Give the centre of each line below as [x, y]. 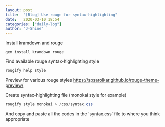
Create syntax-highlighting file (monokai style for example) [66, 95]
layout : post [19, 10]
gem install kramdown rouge [35, 52]
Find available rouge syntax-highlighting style [52, 61]
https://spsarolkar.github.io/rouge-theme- [116, 80]
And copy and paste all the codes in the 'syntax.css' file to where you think [83, 114]
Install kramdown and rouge [34, 43]
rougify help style [26, 71]
